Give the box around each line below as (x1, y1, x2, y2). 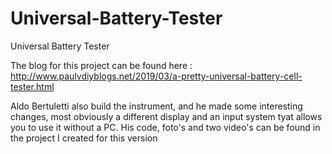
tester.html (10, 80, 55, 92)
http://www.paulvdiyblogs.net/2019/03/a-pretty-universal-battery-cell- (10, 70, 303, 82)
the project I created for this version (10, 132, 158, 144)
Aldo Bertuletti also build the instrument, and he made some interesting (10, 100, 303, 112)
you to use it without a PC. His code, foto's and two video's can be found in (10, 121, 321, 133)
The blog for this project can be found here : (10, 59, 193, 71)
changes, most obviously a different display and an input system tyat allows (10, 110, 323, 122)
